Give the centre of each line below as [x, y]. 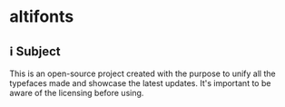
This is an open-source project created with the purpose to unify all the [142, 73]
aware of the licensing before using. [77, 93]
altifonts [42, 17]
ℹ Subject [35, 51]
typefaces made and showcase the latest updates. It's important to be [140, 83]
